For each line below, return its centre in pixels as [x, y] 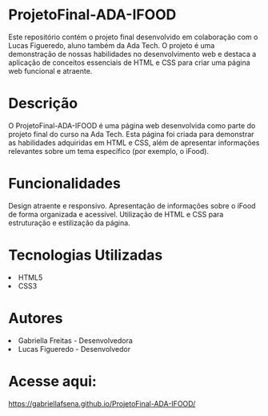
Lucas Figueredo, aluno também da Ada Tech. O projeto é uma [112, 45]
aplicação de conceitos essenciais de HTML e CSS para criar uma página [129, 63]
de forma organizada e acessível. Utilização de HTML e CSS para [116, 214]
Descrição [43, 104]
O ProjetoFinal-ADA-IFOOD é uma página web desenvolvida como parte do [132, 125]
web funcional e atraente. [50, 71]
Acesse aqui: [53, 381]
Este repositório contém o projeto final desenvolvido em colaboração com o [133, 37]
